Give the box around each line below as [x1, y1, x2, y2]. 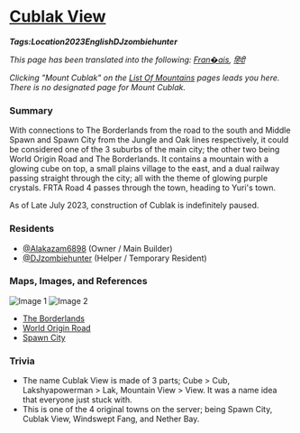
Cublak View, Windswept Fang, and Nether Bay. [22, 413, 200, 425]
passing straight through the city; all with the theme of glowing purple [9, 173, 268, 184]
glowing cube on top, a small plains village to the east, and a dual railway [9, 163, 280, 174]
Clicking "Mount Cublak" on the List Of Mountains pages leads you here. [9, 72, 280, 83]
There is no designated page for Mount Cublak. [9, 81, 186, 92]
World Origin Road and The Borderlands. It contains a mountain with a [9, 153, 268, 164]
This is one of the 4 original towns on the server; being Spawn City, [22, 404, 273, 415]
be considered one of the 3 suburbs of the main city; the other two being [9, 144, 280, 155]
